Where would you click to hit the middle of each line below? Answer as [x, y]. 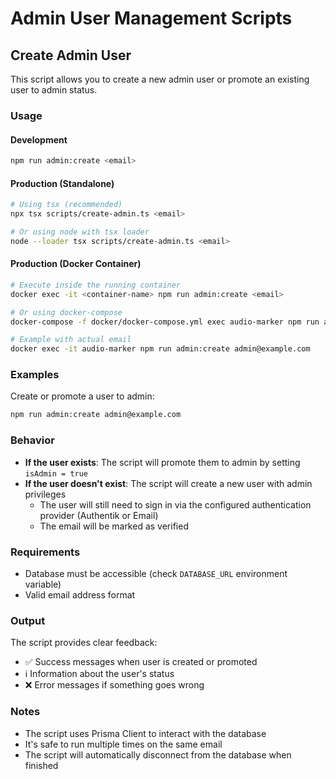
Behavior [32, 440]
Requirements [45, 552]
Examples [35, 375]
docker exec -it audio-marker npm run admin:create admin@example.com [160, 349]
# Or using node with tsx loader [80, 232]
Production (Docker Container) [76, 264]
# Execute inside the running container [96, 285]
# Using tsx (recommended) [66, 205]
